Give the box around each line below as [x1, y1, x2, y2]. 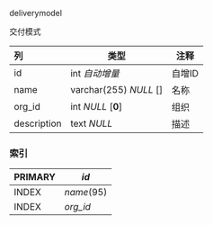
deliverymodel [9, 8, 63, 18]
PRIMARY [13, 171, 56, 184]
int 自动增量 [70, 67, 120, 79]
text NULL [70, 117, 113, 130]
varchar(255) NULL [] [70, 84, 164, 95]
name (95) [64, 186, 108, 199]
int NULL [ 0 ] [70, 101, 123, 112]
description [13, 117, 62, 130]
